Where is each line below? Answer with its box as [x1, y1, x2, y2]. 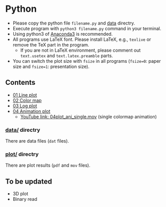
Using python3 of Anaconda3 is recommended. [12, 31, 113, 37]
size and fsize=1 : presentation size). [12, 63, 90, 70]
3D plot [12, 191, 29, 197]
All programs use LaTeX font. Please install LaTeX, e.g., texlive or [12, 36, 152, 42]
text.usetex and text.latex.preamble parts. [20, 52, 113, 59]
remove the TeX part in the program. [12, 41, 89, 48]
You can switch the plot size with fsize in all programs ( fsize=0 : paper [12, 58, 161, 64]
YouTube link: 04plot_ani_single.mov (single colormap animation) [20, 113, 157, 120]
